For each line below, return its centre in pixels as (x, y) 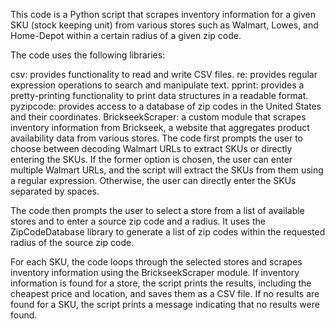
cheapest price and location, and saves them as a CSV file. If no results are (165, 293)
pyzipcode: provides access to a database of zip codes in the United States (166, 106)
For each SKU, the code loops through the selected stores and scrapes (156, 262)
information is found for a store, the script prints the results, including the (161, 283)
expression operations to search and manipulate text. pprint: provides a (157, 85)
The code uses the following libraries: (88, 55)
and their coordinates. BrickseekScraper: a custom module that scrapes (158, 117)
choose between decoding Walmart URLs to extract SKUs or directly (151, 148)
